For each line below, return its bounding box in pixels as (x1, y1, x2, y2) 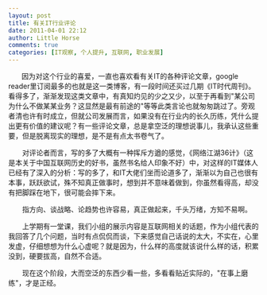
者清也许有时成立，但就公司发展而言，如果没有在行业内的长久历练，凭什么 (8, 111, 252, 120)
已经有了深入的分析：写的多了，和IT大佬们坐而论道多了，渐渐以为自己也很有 (8, 168, 258, 177)
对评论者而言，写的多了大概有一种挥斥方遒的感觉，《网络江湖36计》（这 (21, 148, 254, 157)
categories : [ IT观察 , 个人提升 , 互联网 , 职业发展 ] (8, 49, 164, 56)
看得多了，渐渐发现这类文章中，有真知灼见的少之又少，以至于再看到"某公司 (8, 91, 256, 100)
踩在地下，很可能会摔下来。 (29, 188, 120, 197)
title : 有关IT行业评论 (8, 19, 76, 27)
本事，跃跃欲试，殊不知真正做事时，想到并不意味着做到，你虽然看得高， (8, 178, 245, 187)
